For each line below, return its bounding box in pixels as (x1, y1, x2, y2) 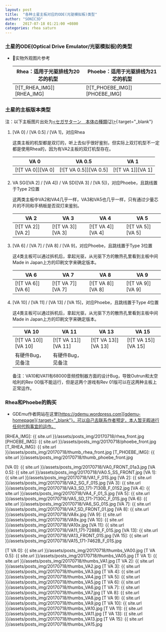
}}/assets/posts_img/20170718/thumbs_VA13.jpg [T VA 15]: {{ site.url (5, 616, 143, 622)
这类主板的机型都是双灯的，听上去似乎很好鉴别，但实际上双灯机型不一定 (12, 139, 160, 145)
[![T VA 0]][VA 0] (14, 166, 55, 173)
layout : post (5, 7, 32, 12)
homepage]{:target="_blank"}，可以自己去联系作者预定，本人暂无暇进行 (12, 417, 160, 423)
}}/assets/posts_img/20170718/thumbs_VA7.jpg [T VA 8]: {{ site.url (5, 590, 139, 596)
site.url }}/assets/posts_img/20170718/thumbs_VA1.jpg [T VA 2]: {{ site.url (5, 558, 154, 564)
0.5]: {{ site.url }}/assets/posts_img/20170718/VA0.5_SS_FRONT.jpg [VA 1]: (5, 469, 157, 475)
